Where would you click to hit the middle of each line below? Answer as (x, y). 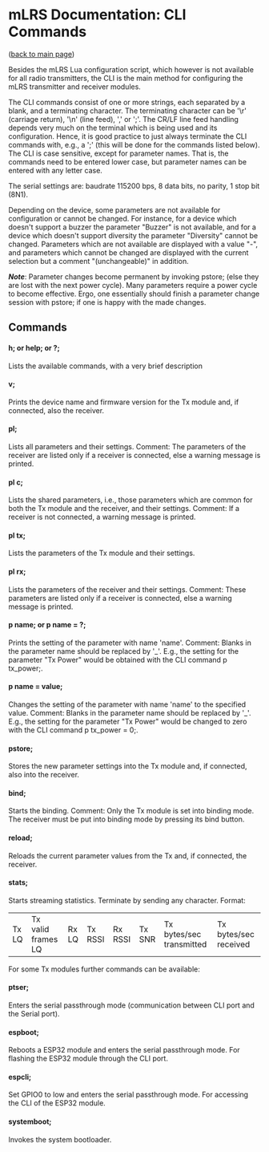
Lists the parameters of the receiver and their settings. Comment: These (127, 589)
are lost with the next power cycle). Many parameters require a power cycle (133, 285)
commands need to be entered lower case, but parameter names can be (128, 161)
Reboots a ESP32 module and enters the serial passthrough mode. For (124, 1050)
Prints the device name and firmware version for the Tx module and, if (124, 402)
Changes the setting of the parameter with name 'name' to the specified (127, 704)
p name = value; (36, 687)
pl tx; (17, 535)
